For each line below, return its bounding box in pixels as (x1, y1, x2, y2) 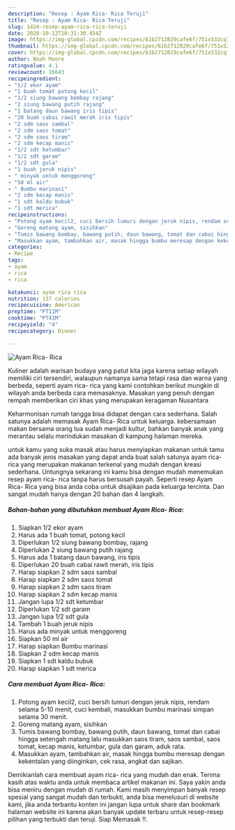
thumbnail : (8, 43, 40, 50)
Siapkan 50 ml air (17, 634, 68, 642)
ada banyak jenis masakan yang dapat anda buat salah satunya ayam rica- (8, 453, 222, 461)
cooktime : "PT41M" (8, 315, 61, 322)
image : (8, 36, 27, 43)
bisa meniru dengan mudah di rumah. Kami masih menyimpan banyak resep (8, 785, 226, 794)
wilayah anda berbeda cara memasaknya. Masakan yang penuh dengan (8, 388, 215, 397)
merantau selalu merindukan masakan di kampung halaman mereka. (8, 432, 204, 440)
